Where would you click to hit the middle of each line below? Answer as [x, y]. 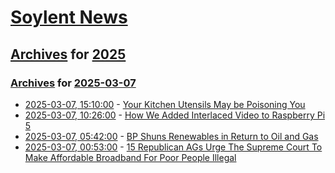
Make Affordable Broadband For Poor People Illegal [130, 157]
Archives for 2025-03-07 [73, 83]
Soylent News [69, 17]
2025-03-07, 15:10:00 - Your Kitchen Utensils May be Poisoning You [165, 104]
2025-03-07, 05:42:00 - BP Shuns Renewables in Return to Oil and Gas [171, 136]
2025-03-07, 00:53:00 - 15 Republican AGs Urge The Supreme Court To [173, 147]
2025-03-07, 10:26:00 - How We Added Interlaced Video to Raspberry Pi [175, 115]
